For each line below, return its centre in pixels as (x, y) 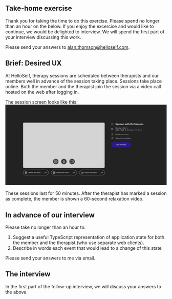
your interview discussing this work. (43, 37)
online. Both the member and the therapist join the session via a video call (83, 86)
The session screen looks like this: (41, 102)
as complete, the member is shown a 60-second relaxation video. (74, 199)
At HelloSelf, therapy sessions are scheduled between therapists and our (82, 75)
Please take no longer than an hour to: (46, 227)
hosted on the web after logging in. (42, 92)
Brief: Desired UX (34, 63)
